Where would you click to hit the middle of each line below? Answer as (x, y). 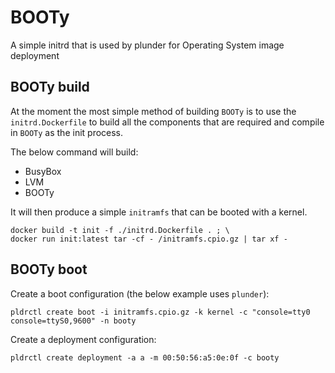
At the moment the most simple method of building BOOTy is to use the (153, 111)
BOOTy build (50, 87)
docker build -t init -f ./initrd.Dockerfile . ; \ (120, 230)
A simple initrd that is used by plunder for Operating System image (147, 45)
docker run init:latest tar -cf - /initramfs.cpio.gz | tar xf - (149, 239)
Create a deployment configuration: (83, 339)
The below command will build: (74, 152)
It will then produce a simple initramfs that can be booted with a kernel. (159, 212)
